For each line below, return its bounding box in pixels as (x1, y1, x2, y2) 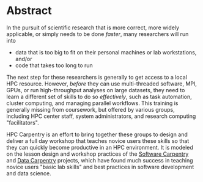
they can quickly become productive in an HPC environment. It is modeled (6, 144, 194, 151)
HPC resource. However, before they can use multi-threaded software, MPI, (6, 80, 197, 87)
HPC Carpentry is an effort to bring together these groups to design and (6, 131, 188, 138)
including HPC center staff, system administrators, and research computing (6, 112, 196, 120)
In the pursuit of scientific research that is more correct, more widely (6, 24, 179, 31)
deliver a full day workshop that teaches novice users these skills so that (6, 137, 190, 144)
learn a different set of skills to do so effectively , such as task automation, (6, 93, 193, 100)
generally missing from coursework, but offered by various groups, (6, 106, 175, 113)
